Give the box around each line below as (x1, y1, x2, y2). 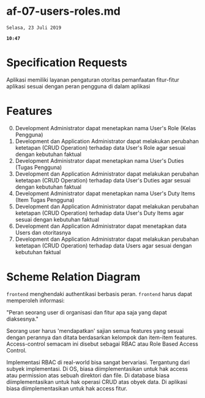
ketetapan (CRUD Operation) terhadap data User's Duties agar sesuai (15, 176, 191, 184)
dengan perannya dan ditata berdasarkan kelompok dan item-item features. (6, 334, 197, 341)
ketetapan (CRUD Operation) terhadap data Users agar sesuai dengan (15, 241, 192, 249)
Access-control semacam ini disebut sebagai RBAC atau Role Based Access (6, 340, 199, 348)
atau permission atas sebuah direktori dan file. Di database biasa (6, 372, 170, 379)
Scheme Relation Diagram (6, 270, 141, 284)
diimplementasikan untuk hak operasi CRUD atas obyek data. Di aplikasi (6, 378, 188, 385)
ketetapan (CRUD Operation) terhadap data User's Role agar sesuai (15, 144, 185, 151)
